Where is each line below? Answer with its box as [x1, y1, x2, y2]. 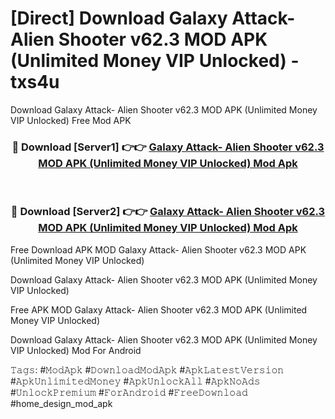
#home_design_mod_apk [10, 397, 113, 409]
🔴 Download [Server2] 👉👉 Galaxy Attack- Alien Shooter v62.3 [10, 205, 326, 219]
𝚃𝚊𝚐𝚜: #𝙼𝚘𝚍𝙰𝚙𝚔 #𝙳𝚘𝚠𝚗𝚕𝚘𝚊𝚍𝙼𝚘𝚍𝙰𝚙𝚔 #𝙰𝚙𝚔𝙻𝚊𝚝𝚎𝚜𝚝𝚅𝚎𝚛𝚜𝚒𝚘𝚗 [10, 363, 285, 376]
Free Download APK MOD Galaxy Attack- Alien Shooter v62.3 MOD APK [10, 243, 307, 256]
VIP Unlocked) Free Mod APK [10, 114, 132, 126]
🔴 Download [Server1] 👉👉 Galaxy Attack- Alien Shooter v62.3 [11, 140, 325, 154]
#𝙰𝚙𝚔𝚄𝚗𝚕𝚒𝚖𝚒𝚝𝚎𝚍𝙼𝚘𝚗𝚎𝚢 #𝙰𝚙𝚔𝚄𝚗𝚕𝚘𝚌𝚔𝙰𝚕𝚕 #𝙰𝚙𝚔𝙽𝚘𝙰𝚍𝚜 [10, 375, 261, 387]
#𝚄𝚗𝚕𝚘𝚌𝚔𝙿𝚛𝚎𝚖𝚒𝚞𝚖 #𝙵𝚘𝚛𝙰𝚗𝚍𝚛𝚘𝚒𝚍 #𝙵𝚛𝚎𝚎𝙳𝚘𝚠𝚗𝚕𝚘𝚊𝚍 [10, 386, 248, 398]
